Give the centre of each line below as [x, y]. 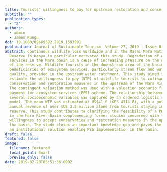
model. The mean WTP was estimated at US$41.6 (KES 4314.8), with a [82, 102]
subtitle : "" [19, 14]
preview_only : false [31, 157]
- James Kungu [24, 38]
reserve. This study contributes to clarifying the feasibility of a [83, 111]
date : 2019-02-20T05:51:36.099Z [39, 162]
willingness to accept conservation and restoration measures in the [83, 120]
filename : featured [30, 148]
